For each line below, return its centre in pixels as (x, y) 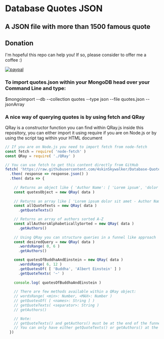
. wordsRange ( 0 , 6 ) (39, 247)
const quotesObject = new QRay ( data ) (54, 192)
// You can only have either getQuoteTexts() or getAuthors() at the (86, 328)
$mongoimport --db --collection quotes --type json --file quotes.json (75, 99)
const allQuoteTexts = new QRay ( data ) (55, 206)
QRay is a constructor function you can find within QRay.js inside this (74, 127)
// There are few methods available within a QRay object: (75, 292)
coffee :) (14, 60)
